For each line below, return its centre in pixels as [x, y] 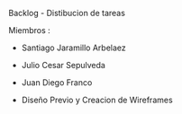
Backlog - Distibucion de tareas [67, 13]
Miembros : [29, 30]
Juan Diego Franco [57, 83]
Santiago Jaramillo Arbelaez [74, 48]
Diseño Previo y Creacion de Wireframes [97, 100]
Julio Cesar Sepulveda [63, 65]
